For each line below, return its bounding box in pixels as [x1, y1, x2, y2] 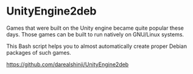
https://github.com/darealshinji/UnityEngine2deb [6, 61, 129, 68]
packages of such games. [6, 49, 71, 56]
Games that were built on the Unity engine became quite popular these [6, 24, 184, 32]
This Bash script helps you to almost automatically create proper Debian [6, 42, 188, 50]
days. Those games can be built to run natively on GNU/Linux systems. [6, 30, 184, 38]
